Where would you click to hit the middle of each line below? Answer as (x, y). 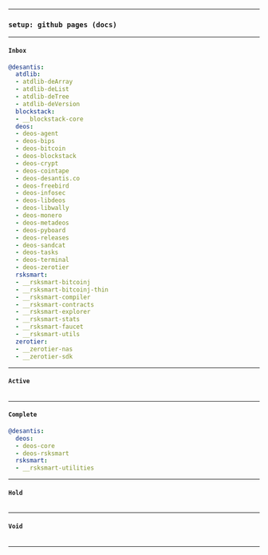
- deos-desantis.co (48, 178)
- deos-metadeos (42, 223)
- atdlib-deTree (42, 97)
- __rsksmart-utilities (55, 468)
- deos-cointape (42, 171)
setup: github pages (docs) (63, 24)
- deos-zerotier (42, 268)
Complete (23, 415)
